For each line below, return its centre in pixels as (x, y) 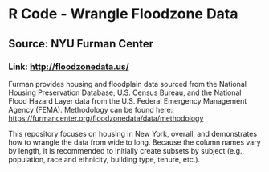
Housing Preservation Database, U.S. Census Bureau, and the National (125, 92)
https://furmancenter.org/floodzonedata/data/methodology (106, 118)
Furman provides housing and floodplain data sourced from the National (128, 84)
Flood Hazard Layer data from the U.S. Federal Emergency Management (128, 100)
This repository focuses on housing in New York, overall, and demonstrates (133, 133)
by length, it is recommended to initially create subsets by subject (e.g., (126, 150)
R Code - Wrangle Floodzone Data (123, 14)
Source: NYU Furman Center (81, 44)
